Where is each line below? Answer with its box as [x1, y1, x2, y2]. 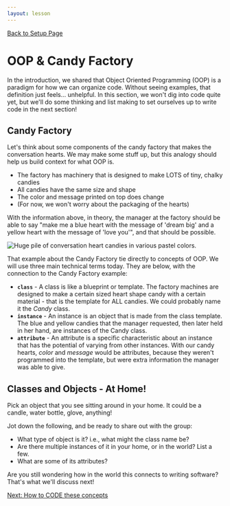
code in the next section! [7, 104, 78, 113]
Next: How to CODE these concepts [7, 491, 108, 499]
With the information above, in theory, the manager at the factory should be [7, 214, 221, 222]
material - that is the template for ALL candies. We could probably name [16, 297, 221, 306]
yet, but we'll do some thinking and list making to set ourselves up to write [7, 98, 217, 106]
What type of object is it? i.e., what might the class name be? [16, 435, 190, 443]
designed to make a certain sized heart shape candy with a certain [16, 290, 206, 298]
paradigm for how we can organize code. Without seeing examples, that [7, 83, 211, 91]
